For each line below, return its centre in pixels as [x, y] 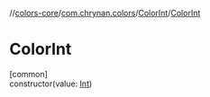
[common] [28, 74]
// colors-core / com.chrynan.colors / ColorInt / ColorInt [105, 13]
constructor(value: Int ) [51, 84]
